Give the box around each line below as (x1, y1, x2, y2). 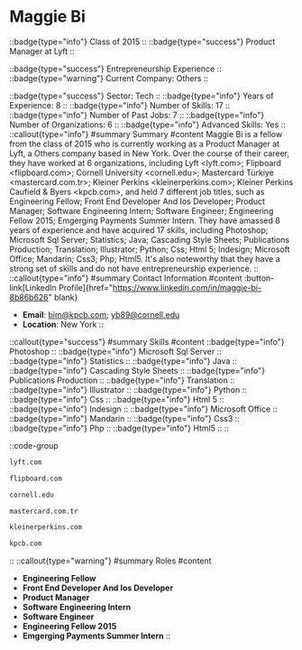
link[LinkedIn (9, 282, 57, 292)
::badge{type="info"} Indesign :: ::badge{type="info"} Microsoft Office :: (9, 404, 278, 414)
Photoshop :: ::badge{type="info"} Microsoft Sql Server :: (9, 346, 223, 357)
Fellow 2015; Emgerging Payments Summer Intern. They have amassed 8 (9, 215, 281, 226)
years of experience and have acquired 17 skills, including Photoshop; (9, 224, 269, 236)
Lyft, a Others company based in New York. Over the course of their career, (9, 147, 290, 159)
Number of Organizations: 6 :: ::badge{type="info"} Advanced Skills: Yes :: (9, 119, 286, 130)
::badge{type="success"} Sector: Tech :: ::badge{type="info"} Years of (9, 90, 274, 101)
